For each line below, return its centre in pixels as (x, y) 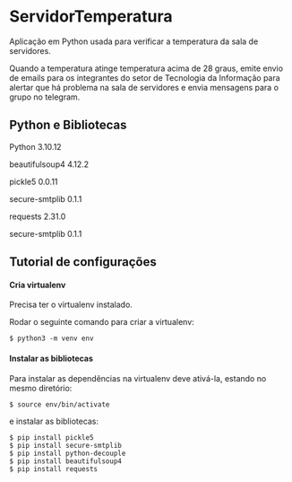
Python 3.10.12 (35, 146)
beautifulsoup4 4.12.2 (49, 164)
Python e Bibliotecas (68, 125)
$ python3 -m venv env (52, 338)
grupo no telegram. (45, 97)
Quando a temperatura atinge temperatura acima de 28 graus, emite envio (146, 68)
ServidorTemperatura (91, 17)
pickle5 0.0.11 (34, 181)
